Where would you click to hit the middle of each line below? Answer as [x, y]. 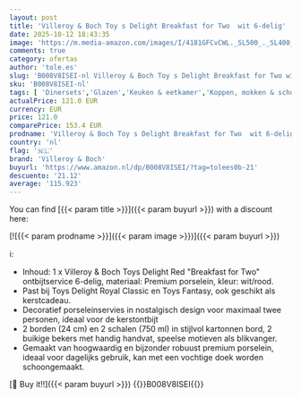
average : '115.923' [46, 184]
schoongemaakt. [53, 367]
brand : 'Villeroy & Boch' [57, 159]
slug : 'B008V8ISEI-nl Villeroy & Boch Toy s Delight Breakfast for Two [146, 76]
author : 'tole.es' [43, 68]
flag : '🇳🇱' [31, 150]
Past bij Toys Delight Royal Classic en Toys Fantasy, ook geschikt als [149, 291]
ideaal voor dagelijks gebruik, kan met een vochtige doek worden [143, 358]
